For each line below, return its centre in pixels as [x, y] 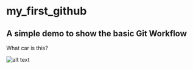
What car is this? [27, 48]
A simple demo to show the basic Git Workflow [97, 34]
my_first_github [47, 11]
